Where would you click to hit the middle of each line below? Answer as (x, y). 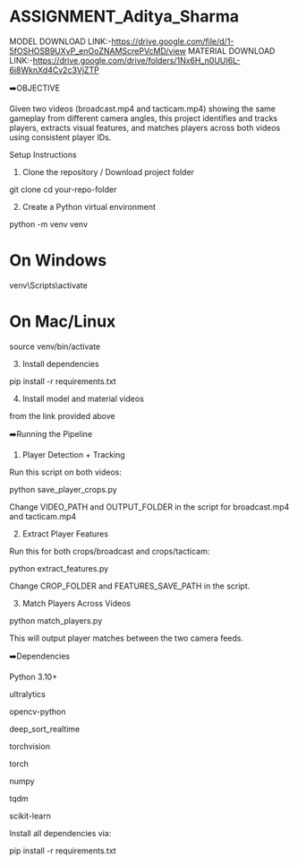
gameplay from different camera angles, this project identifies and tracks (144, 118)
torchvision (30, 746)
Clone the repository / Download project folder (108, 171)
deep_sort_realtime (45, 729)
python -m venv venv (48, 224)
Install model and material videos (83, 398)
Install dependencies (61, 363)
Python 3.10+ (34, 677)
